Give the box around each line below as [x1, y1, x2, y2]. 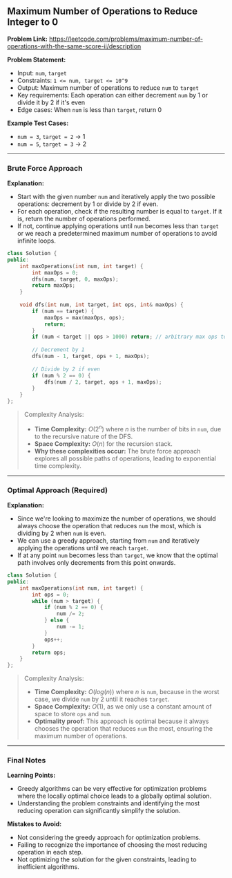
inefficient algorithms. [17, 863, 79, 871]
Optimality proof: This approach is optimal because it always [34, 717, 209, 725]
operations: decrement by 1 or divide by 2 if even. [17, 200, 159, 208]
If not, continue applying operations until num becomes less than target [17, 222, 220, 230]
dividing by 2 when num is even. [17, 529, 106, 538]
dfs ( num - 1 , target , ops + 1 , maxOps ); [32, 353, 150, 360]
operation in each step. [17, 848, 84, 857]
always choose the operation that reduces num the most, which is [17, 522, 202, 530]
